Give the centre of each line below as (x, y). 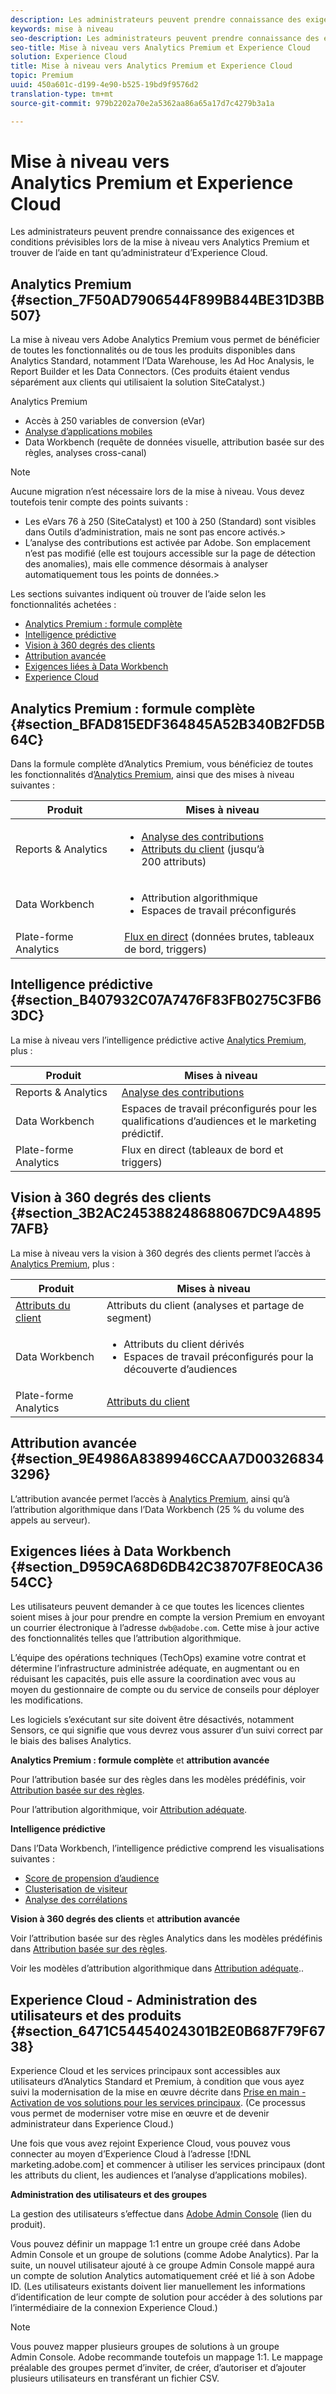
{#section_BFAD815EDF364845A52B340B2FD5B (168, 724)
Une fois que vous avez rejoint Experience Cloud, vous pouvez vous (150, 2143)
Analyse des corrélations (76, 1900)
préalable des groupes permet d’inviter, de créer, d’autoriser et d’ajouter (158, 2368)
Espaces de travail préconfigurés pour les (219, 1108)
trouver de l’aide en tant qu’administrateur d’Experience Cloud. (139, 253)
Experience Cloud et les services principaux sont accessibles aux (145, 2071)
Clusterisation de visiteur (76, 1889)
